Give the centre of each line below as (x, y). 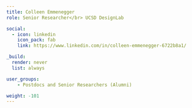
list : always (28, 68)
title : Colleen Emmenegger (41, 12)
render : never (30, 62)
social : (16, 29)
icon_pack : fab (37, 40)
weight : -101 (23, 96)
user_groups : (23, 79)
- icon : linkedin (34, 34)
